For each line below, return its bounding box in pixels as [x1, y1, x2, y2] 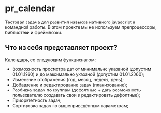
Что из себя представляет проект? [5, 44, 118, 52]
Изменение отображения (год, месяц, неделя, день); [12, 76, 124, 82]
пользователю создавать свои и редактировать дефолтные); [12, 92, 141, 98]
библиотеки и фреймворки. [5, 29, 63, 35]
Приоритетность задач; [12, 97, 62, 103]
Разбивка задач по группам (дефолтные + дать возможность [12, 87, 141, 93]
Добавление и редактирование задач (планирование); [12, 82, 128, 88]
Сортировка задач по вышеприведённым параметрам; [12, 102, 129, 108]
